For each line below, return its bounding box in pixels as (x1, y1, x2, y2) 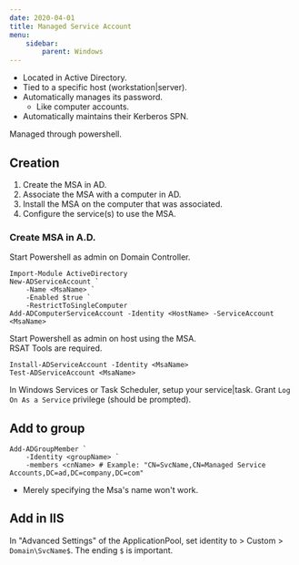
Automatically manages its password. (22, 92, 164, 103)
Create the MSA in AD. (22, 179, 107, 190)
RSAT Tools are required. (9, 343, 103, 354)
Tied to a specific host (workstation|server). (22, 82, 188, 93)
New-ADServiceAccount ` (9, 277, 100, 287)
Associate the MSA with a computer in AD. (22, 189, 182, 200)
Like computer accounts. (35, 101, 130, 112)
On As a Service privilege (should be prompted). (9, 394, 192, 406)
